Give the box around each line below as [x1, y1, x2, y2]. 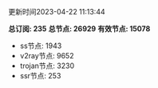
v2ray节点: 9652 [19, 51, 74, 60]
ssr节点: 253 [19, 71, 61, 80]
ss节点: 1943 [19, 41, 62, 50]
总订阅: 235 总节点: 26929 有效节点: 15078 [8, 24, 151, 34]
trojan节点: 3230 [19, 61, 74, 70]
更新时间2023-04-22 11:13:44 [8, 7, 105, 16]
